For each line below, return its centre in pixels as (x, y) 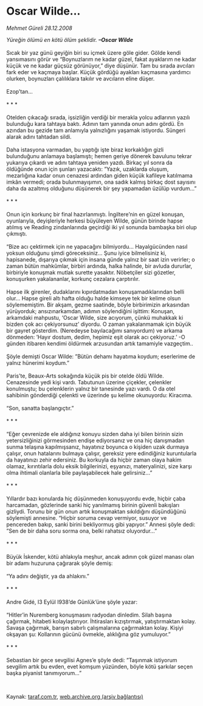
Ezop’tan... (20, 91)
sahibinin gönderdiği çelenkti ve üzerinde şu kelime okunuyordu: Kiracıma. (99, 395)
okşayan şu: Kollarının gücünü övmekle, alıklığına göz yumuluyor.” (89, 634)
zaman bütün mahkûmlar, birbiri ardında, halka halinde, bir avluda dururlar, (99, 266)
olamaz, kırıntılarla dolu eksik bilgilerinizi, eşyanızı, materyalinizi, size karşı (99, 466)
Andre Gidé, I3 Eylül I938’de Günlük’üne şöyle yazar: (72, 602)
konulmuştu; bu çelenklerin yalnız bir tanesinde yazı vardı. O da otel (91, 389)
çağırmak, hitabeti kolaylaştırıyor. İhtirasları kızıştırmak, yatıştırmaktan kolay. (101, 621)
